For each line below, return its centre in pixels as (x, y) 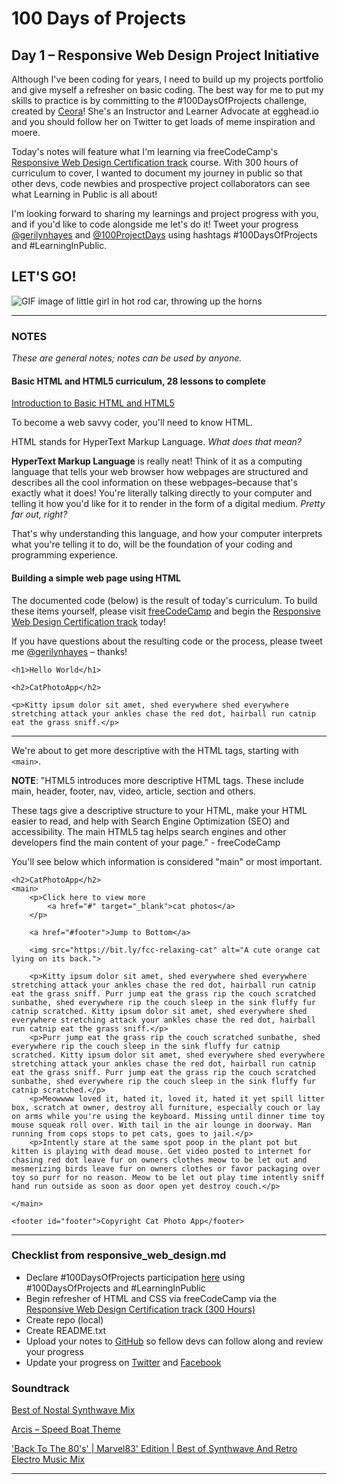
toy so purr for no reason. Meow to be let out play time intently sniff (168, 1177)
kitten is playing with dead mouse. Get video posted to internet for (161, 1151)
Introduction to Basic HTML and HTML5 (93, 403)
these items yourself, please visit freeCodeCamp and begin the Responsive (166, 611)
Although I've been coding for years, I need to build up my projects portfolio (167, 79)
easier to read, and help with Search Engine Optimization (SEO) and (150, 821)
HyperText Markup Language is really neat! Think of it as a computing (157, 461)
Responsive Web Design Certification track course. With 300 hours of (155, 162)
